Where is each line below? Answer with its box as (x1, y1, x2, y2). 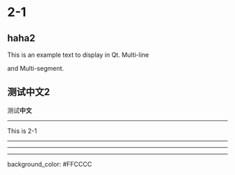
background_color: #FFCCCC (7, 160, 92, 168)
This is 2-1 (7, 127, 37, 135)
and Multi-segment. (7, 64, 64, 72)
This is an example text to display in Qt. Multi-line (7, 50, 149, 59)
